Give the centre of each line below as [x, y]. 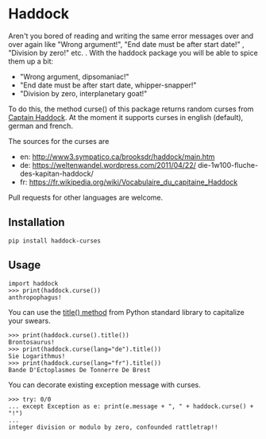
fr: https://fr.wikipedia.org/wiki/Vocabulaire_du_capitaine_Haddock [129, 182]
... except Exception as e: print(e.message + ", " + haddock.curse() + [131, 406]
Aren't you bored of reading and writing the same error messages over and [131, 36]
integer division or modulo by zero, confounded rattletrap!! [113, 427]
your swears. [29, 321]
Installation [37, 222]
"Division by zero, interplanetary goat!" [83, 93]
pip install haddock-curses [55, 241]
